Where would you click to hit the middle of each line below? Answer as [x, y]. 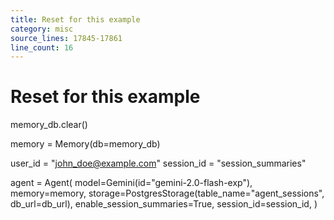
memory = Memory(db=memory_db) [85, 144]
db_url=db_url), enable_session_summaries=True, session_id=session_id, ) [164, 204]
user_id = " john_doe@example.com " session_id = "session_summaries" [158, 163]
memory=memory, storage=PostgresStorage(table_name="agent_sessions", [167, 193]
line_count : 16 [42, 47]
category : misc [42, 29]
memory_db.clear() [49, 125]
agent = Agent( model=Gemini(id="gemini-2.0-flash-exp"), [131, 183]
